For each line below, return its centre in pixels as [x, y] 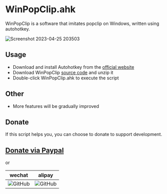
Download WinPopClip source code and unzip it [63, 72]
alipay [46, 175]
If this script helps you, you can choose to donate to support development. [84, 134]
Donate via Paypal [34, 150]
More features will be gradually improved [56, 106]
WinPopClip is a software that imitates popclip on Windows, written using [82, 23]
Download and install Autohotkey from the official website [73, 67]
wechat [19, 175]
